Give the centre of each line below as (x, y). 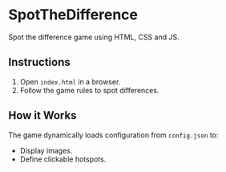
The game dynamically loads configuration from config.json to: (113, 135)
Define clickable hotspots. (63, 159)
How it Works (42, 115)
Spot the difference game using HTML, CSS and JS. (94, 37)
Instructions (39, 62)
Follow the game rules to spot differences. (89, 90)
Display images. (46, 150)
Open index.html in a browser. (70, 81)
